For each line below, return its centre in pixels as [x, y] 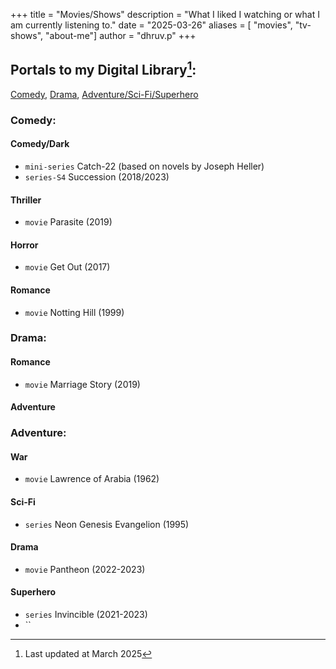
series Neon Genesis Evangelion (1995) [107, 524]
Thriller [26, 200]
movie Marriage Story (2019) [82, 384]
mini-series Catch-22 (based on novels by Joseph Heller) [144, 166]
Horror [24, 245]
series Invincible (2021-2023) [86, 614]
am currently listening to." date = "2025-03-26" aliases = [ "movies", [151, 25]
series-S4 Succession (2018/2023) [97, 176]
